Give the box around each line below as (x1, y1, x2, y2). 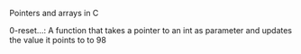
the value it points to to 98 (9, 35, 106, 45)
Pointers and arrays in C (9, 8, 99, 18)
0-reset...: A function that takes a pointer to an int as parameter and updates (9, 25, 293, 35)
